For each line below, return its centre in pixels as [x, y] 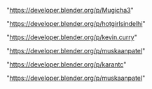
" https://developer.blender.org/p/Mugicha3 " [70, 10]
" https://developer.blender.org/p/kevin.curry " [72, 37]
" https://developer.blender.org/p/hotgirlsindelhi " [76, 23]
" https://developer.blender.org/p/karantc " [67, 64]
